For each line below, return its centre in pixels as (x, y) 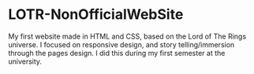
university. (25, 61)
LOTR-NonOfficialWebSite (96, 15)
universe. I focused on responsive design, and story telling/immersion (121, 44)
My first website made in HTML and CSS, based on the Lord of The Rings (127, 36)
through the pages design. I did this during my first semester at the (117, 53)
